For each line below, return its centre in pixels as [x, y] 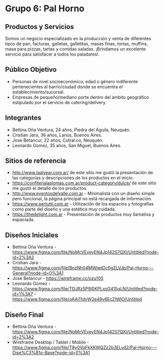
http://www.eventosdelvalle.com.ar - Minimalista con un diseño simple [83, 194]
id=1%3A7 [23, 294]
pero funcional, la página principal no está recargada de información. [82, 199]
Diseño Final [25, 315]
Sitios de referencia [36, 161]
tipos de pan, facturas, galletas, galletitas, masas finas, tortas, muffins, [77, 44]
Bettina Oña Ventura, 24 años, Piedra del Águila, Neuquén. [71, 130]
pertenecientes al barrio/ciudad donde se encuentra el [67, 87]
